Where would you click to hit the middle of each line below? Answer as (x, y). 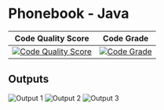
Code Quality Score (52, 38)
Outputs (29, 79)
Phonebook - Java (69, 14)
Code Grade (126, 38)
